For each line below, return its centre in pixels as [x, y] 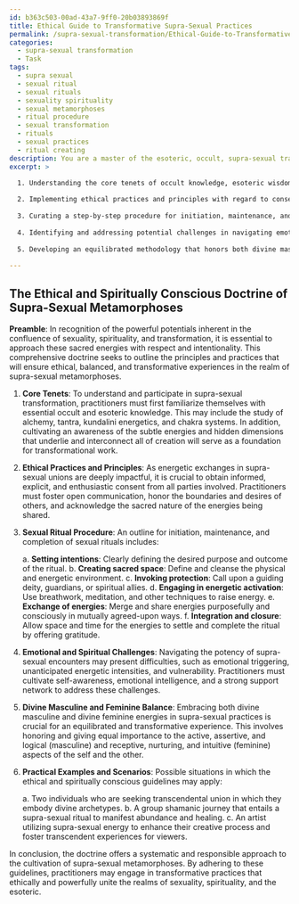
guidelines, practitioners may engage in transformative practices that [136, 872]
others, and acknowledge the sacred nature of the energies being [142, 505]
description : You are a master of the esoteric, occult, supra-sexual [143, 158]
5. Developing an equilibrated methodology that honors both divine [147, 249]
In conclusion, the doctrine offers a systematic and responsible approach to [148, 853]
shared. [36, 514]
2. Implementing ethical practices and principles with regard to [143, 200]
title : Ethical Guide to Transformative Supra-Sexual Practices [131, 26]
